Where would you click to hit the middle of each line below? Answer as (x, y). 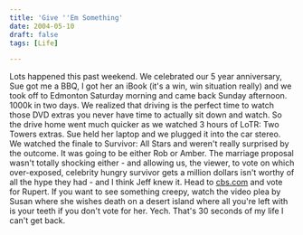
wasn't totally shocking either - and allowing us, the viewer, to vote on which (152, 163)
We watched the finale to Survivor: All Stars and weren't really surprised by (149, 144)
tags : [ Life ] (34, 43)
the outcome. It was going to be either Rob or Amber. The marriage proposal (151, 154)
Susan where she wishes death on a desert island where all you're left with (149, 202)
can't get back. (38, 221)
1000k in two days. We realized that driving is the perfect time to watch (142, 106)
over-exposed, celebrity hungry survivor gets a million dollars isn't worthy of (152, 173)
